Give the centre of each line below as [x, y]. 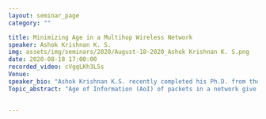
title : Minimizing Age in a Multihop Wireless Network [101, 37]
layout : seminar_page [44, 15]
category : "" [30, 23]
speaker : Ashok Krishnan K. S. [60, 44]
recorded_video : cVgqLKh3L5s [56, 67]
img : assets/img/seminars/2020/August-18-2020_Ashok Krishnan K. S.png [129, 52]
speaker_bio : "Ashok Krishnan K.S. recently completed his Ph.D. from [127, 81]
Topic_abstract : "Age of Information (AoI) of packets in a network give [133, 89]
